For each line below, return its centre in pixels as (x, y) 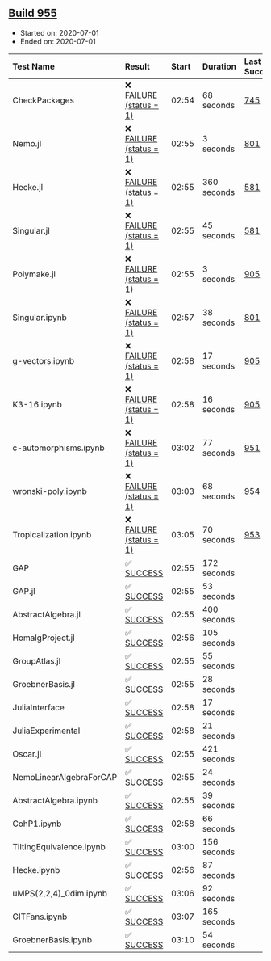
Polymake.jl (34, 274)
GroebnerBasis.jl (44, 684)
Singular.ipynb (40, 317)
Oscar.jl (27, 753)
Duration (219, 66)
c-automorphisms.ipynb (58, 448)
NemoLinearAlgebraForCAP (65, 777)
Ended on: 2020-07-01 (58, 41)
